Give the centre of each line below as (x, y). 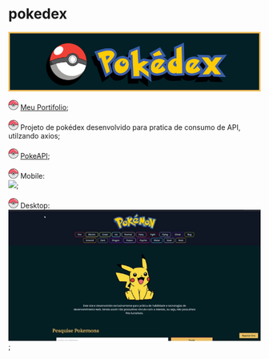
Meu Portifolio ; (44, 107)
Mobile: (32, 175)
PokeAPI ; (35, 155)
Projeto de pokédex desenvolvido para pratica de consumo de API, (130, 127)
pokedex (38, 14)
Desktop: (35, 205)
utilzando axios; (34, 135)
